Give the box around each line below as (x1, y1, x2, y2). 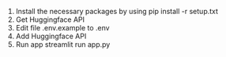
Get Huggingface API (15, 15, 85, 24)
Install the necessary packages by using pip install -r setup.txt (15, 7, 219, 16)
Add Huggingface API (15, 31, 87, 41)
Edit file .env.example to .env (15, 23, 110, 32)
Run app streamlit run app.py (15, 40, 111, 49)
